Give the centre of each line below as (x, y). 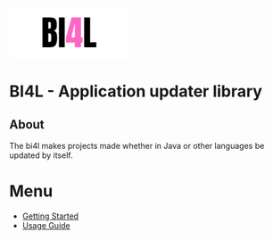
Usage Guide (46, 225)
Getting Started (50, 216)
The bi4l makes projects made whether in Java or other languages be (137, 146)
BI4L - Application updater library (136, 91)
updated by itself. (41, 155)
